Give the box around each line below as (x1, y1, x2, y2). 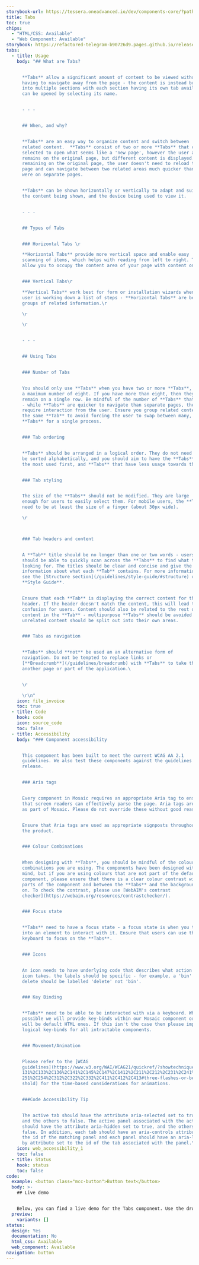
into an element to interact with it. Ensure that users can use (21, 930, 187, 936)
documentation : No (11, 1233, 57, 1239)
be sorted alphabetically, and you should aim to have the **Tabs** (21, 455, 195, 462)
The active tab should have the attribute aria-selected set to (21, 1112, 184, 1118)
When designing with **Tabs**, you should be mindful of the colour (21, 860, 195, 865)
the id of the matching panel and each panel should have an (21, 1134, 176, 1140)
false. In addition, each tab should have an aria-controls (21, 1129, 174, 1135)
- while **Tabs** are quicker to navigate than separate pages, (21, 402, 184, 408)
